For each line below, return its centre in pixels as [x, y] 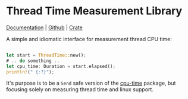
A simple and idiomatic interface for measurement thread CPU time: [89, 39]
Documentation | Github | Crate [45, 27]
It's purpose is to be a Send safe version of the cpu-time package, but [91, 83]
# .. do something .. [33, 61]
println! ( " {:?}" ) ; [30, 72]
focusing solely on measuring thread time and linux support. [80, 89]
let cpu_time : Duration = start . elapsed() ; [61, 66]
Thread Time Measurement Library [94, 11]
